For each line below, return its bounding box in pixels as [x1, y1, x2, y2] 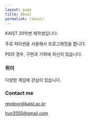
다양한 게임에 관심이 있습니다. [5, 77, 62, 83]
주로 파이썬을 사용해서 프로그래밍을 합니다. [5, 41, 87, 47]
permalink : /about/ [5, 16, 45, 21]
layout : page [5, 7, 32, 12]
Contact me [5, 90, 34, 96]
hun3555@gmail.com [5, 110, 48, 116]
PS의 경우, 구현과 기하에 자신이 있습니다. [5, 51, 82, 57]
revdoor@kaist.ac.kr [5, 100, 46, 106]
